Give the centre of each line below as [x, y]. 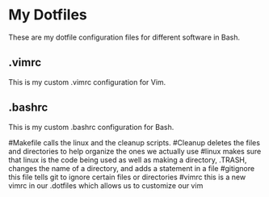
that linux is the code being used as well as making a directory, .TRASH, [128, 160]
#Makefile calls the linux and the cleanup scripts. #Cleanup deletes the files [134, 142]
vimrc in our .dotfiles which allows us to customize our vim [106, 185]
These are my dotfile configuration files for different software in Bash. [124, 37]
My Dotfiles [48, 15]
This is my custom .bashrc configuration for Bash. [91, 127]
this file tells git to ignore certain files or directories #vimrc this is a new [127, 177]
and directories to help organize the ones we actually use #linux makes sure [135, 151]
